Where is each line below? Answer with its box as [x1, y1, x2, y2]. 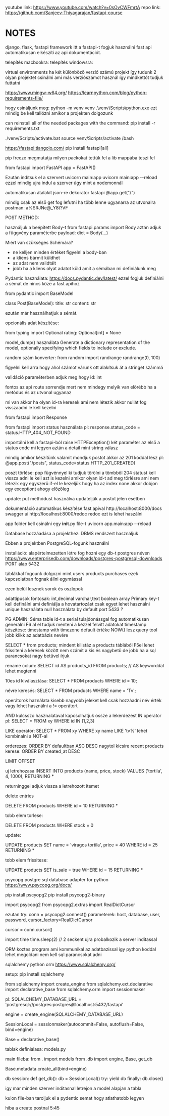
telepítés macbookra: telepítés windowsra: [5, 59, 93, 65]
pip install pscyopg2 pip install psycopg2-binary [5, 891, 105, 897]
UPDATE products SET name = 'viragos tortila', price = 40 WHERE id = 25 [5, 842, 158, 848]
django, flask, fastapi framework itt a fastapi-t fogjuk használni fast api [5, 44, 152, 50]
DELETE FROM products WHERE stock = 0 [5, 822, 94, 828]
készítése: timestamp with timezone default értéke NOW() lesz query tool [5, 627, 157, 633]
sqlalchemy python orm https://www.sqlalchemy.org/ [5, 961, 116, 967]
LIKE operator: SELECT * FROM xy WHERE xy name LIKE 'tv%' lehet [5, 727, 148, 734]
